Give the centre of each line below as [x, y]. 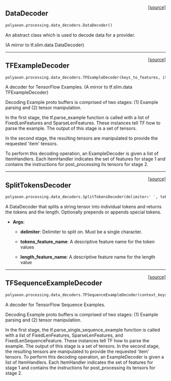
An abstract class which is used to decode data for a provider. [70, 35]
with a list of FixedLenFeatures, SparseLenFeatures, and [64, 335]
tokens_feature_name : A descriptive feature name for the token [88, 242]
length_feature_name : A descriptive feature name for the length [88, 257]
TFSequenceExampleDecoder [54, 283]
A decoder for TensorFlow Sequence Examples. [55, 305]
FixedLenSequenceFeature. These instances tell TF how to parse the [77, 340]
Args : [19, 222]
